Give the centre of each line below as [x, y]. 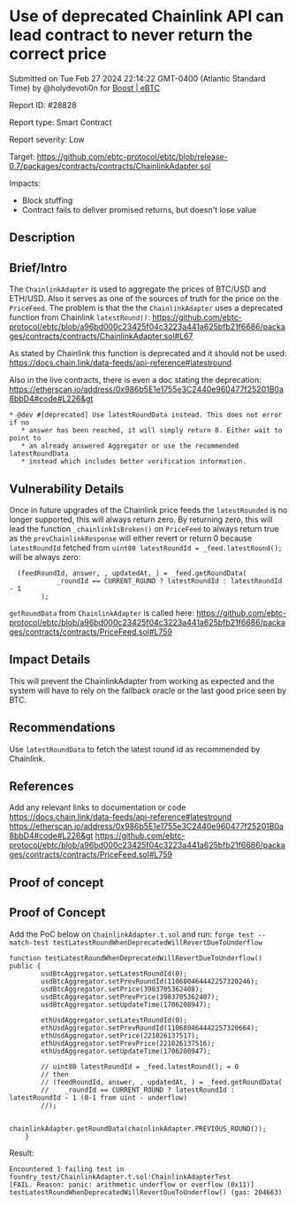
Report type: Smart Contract [61, 122]
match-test [29, 942]
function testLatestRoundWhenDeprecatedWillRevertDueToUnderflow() [136, 958]
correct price [58, 54]
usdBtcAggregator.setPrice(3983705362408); [122, 989]
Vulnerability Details [67, 489]
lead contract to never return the [131, 35]
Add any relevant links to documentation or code [98, 807]
